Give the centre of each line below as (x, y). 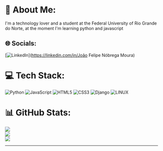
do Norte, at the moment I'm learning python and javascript (64, 28)
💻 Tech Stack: (35, 75)
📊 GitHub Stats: (38, 112)
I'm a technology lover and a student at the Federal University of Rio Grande (81, 23)
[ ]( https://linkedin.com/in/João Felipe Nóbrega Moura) (70, 55)
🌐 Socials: (21, 44)
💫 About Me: (31, 10)
